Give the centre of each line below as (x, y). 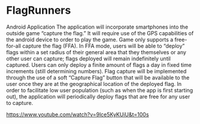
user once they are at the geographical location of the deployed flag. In (94, 83)
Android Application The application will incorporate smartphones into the (97, 27)
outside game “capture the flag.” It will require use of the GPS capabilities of (100, 33)
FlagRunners (39, 10)
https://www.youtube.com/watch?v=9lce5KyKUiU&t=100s (78, 114)
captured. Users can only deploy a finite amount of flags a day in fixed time (99, 65)
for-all (13, 46)
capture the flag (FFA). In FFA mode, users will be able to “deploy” (103, 46)
